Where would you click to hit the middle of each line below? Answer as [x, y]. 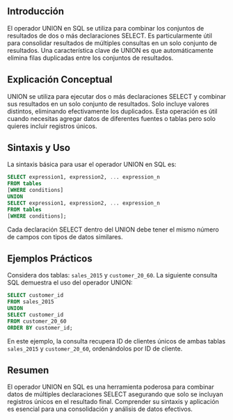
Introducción [36, 11]
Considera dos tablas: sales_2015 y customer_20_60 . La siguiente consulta [112, 275]
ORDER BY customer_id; [40, 328]
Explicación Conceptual [60, 80]
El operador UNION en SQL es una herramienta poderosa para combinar [111, 387]
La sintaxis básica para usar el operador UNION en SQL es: [92, 164]
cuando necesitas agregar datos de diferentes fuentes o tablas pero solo [111, 118]
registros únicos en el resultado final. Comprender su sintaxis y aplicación [113, 402]
